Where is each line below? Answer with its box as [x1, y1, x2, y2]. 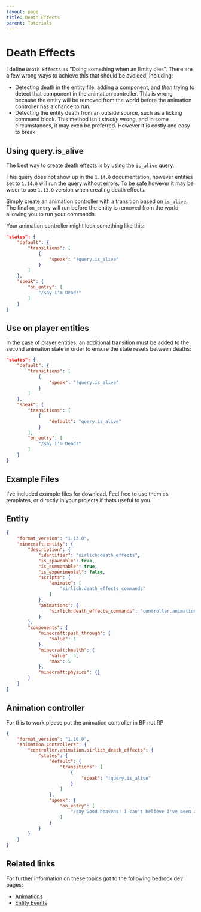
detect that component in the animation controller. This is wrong [14, 90, 173, 97]
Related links [6, 859, 56, 869]
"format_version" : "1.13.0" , [17, 535, 90, 541]
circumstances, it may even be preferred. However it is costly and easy [14, 122, 190, 129]
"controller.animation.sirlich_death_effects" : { [28, 747, 154, 753]
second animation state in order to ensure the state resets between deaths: [6, 345, 191, 353]
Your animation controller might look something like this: [6, 222, 145, 230]
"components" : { [28, 625, 68, 631]
